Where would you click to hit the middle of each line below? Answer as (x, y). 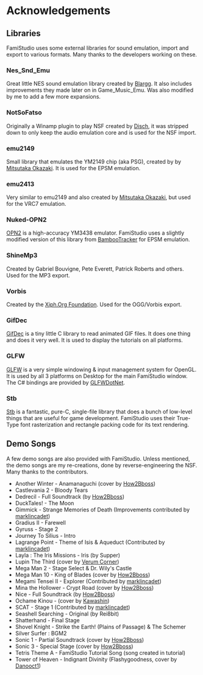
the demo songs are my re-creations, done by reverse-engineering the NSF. (102, 465)
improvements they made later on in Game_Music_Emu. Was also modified (100, 90)
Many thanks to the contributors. (47, 472)
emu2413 (20, 184)
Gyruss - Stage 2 (37, 529)
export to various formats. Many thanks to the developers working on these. (101, 55)
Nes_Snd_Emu (28, 70)
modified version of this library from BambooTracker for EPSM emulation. (98, 239)
